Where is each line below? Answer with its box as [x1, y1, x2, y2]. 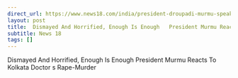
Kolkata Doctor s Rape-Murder [7, 63, 97, 72]
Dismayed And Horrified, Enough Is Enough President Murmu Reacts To [7, 56, 217, 64]
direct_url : [7, 10, 42, 18]
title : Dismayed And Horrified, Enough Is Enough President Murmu [7, 23, 217, 30]
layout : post [7, 17, 46, 24]
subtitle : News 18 [7, 30, 62, 37]
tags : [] [7, 37, 33, 44]
